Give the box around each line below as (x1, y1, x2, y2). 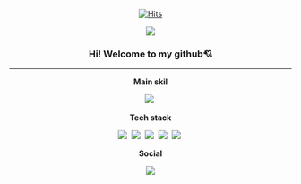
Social (138, 148, 163, 159)
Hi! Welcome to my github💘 (88, 48, 213, 60)
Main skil (133, 76, 168, 87)
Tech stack (129, 112, 172, 123)
